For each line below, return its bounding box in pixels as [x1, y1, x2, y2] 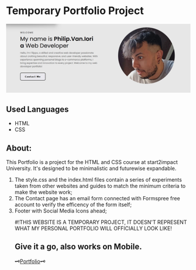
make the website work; [14, 189, 73, 196]
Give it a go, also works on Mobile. [14, 242, 142, 252]
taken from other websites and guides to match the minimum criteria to [14, 183, 186, 190]
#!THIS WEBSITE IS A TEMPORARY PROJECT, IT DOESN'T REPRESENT [14, 218, 187, 226]
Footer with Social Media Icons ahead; [14, 207, 107, 214]
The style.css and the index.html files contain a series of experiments [14, 176, 183, 183]
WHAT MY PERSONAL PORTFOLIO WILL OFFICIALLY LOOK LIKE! [14, 225, 173, 232]
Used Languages [6, 104, 69, 114]
